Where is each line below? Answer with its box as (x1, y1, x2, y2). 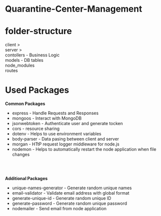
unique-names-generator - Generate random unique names (12, 185, 132, 191)
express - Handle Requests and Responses (12, 110, 99, 116)
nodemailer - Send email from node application (12, 206, 107, 212)
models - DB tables (5, 57, 44, 63)
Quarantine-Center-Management (5, 3, 143, 15)
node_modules (5, 62, 35, 69)
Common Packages (5, 101, 45, 107)
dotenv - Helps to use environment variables (12, 131, 102, 137)
